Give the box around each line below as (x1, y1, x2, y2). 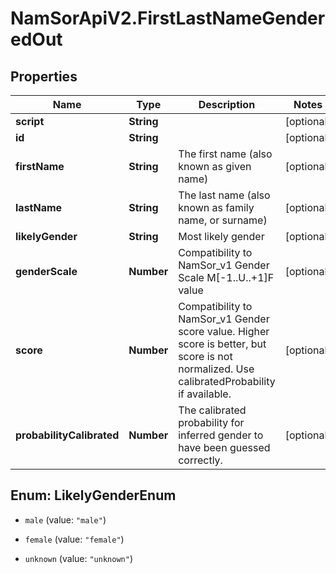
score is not (178, 350, 233, 363)
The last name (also (178, 188, 271, 202)
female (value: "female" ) (24, 533, 125, 545)
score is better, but (178, 337, 267, 351)
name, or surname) (178, 213, 268, 227)
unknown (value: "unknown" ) (24, 552, 133, 564)
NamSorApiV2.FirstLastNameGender (10, 7, 326, 30)
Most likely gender (178, 230, 265, 243)
